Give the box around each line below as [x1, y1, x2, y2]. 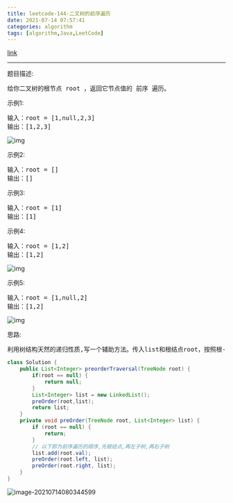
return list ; [32, 404, 70, 411]
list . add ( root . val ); [32, 450, 92, 456]
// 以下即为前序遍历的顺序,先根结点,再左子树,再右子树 [32, 443, 170, 450]
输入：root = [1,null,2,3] [7, 114, 96, 122]
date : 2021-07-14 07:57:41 [7, 17, 85, 24]
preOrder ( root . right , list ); [32, 463, 116, 470]
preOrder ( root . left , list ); [32, 456, 113, 463]
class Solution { [7, 359, 58, 366]
